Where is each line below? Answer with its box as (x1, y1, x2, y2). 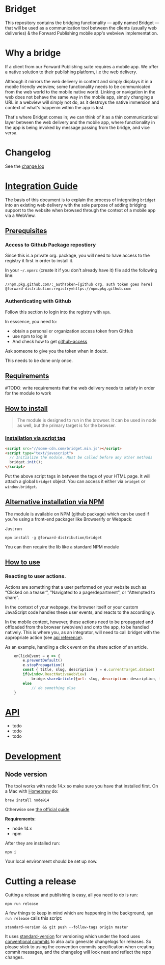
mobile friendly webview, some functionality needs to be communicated (5, 84, 151, 90)
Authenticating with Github (5, 298, 71, 304)
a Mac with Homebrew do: (5, 788, 59, 794)
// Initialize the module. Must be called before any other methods (9, 455, 153, 460)
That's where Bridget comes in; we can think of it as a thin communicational (5, 114, 159, 120)
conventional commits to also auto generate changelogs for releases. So (5, 938, 152, 945)
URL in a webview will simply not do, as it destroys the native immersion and (5, 99, 160, 105)
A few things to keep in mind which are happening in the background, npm (5, 910, 154, 916)
